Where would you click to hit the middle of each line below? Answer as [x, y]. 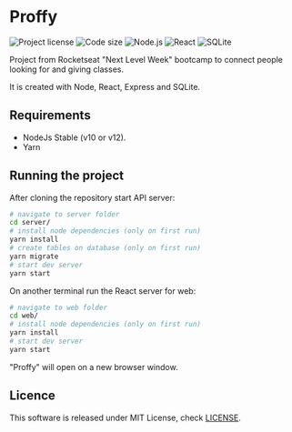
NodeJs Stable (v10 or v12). [74, 137]
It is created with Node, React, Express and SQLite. [105, 86]
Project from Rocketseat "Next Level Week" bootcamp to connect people [146, 59]
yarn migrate [34, 256]
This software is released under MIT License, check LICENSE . [125, 417]
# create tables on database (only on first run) [106, 248]
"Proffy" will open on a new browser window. [94, 367]
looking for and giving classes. [67, 69]
